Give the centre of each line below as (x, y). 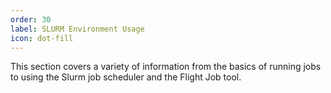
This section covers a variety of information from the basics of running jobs (166, 67)
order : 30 (31, 19)
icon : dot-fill (42, 38)
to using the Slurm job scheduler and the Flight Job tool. (126, 77)
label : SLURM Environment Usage (77, 29)
